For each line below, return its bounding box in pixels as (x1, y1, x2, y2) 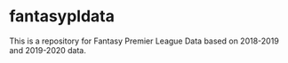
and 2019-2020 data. (9, 44, 87, 55)
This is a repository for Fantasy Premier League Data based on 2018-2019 (9, 35, 280, 46)
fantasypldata (9, 6, 116, 27)
